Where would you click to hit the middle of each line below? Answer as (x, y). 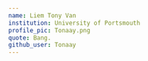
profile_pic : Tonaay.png (49, 30)
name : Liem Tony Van (43, 15)
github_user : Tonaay (43, 45)
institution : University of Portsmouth (74, 23)
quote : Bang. (30, 38)
